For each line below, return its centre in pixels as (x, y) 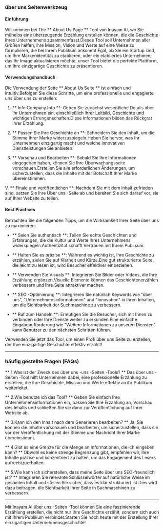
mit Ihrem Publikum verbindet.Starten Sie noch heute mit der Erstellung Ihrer (82, 517)
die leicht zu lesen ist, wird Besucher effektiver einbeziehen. (72, 265)
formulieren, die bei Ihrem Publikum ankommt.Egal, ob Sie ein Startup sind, (80, 51)
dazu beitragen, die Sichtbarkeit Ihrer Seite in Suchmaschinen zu (70, 488)
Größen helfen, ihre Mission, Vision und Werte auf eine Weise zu (70, 45)
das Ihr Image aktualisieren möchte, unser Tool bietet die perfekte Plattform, (82, 61)
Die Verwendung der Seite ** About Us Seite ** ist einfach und (68, 88)
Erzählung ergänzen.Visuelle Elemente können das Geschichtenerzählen (85, 280)
